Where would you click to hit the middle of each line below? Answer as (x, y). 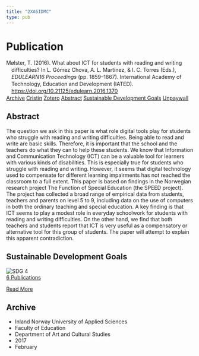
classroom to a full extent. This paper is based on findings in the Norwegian (99, 181)
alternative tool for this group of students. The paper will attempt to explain (98, 231)
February (26, 347)
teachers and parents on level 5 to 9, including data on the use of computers (99, 200)
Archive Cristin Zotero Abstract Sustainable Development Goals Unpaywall (97, 98)
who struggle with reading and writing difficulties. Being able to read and (95, 137)
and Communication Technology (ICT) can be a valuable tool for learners (95, 156)
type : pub (18, 17)
